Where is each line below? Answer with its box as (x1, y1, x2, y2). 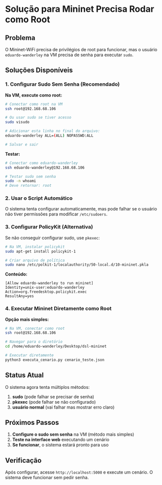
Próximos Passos (5, 418, 59, 427)
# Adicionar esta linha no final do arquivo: (5, 129, 100, 134)
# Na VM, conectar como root (5, 326, 65, 331)
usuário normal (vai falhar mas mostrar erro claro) (12, 404, 115, 410)
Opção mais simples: (5, 316, 49, 322)
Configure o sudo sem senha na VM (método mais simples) (12, 431, 134, 437)
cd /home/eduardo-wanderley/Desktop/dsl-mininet (5, 344, 107, 349)
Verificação (5, 456, 42, 464)
